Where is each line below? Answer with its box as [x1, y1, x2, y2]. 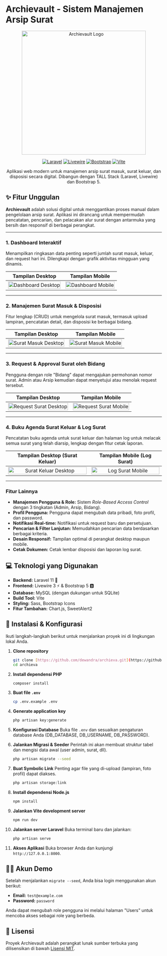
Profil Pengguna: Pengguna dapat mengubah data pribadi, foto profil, [12, 509, 156, 516]
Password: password [12, 898, 55, 904]
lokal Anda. [5, 638, 29, 644]
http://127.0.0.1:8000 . [12, 850, 61, 856]
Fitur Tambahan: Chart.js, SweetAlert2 [12, 606, 93, 612]
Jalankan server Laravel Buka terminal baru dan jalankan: [12, 826, 132, 832]
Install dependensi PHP [12, 671, 62, 677]
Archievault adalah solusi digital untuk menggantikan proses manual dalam [5, 206, 160, 212]
